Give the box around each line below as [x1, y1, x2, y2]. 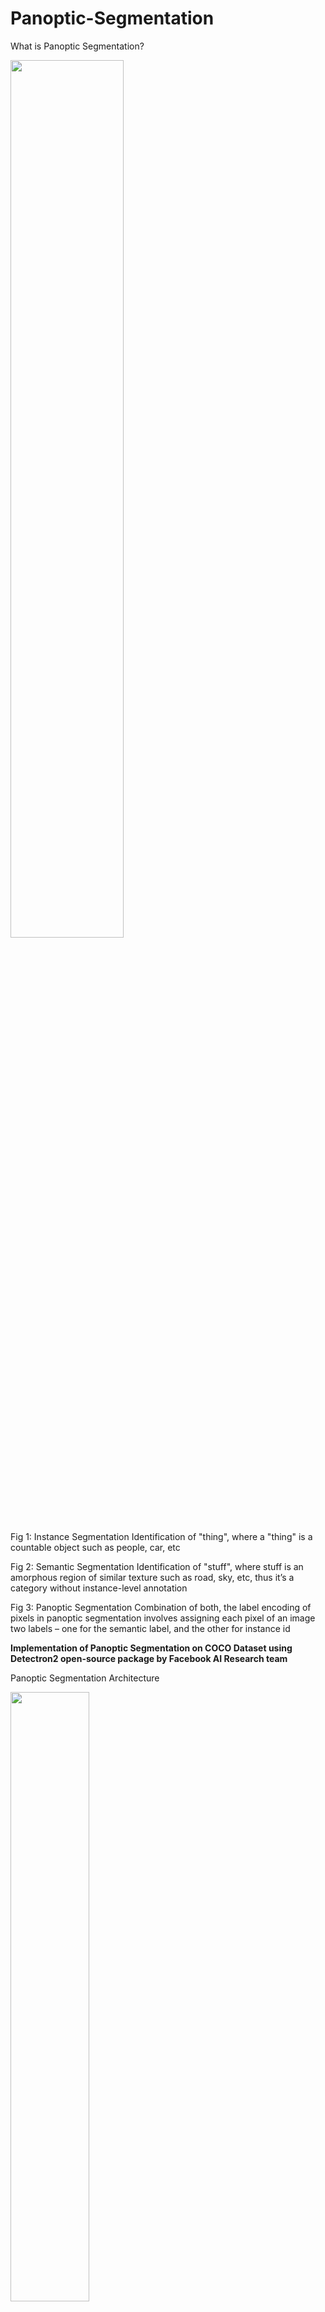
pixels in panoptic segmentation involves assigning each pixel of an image [10, 1612, 316, 1624]
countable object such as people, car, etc [10, 1541, 181, 1553]
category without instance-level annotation [10, 1582, 188, 1594]
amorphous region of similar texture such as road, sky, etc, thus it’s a [10, 1571, 295, 1583]
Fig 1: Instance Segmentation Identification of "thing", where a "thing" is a [10, 1530, 313, 1542]
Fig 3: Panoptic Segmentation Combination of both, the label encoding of [10, 1601, 312, 1613]
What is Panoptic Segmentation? [10, 40, 145, 52]
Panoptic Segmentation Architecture [10, 1672, 160, 1684]
